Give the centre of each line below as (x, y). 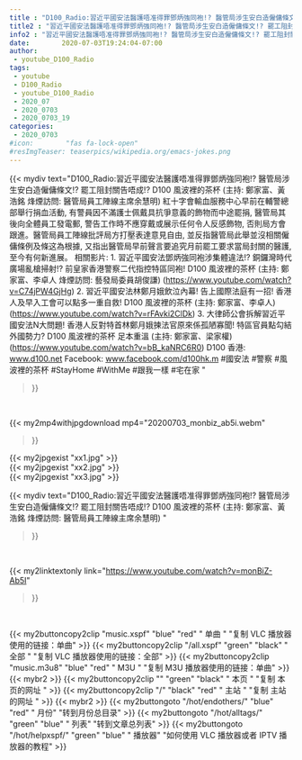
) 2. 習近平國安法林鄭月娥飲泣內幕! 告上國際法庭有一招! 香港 (182, 291)
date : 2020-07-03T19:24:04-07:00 (86, 43)
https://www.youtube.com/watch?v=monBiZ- (189, 570)
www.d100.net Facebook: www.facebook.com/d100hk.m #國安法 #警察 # (145, 358)
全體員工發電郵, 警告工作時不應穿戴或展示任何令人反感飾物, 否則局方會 (155, 223)
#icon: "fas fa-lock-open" (74, 143)
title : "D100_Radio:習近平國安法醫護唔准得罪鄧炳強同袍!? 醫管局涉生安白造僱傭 (146, 18)
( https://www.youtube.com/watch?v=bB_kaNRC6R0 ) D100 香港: (128, 347)
